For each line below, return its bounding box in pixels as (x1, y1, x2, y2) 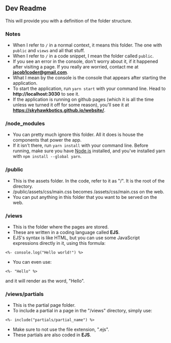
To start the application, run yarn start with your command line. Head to (12, 85, 166, 92)
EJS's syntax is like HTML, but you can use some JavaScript (12, 235, 140, 241)
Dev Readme (5, 4, 47, 13)
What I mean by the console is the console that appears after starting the (12, 75, 166, 81)
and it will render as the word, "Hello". (5, 278, 85, 284)
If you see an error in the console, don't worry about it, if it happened (12, 58, 158, 64)
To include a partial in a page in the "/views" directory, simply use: (12, 308, 152, 314)
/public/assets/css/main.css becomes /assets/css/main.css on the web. (12, 189, 164, 195)
